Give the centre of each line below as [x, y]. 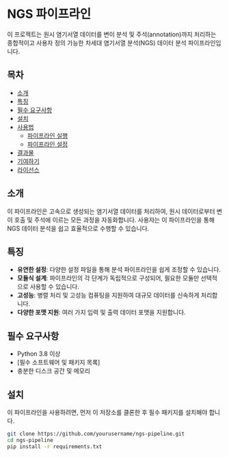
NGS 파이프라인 [49, 14]
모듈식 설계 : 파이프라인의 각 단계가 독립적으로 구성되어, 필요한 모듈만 [108, 278]
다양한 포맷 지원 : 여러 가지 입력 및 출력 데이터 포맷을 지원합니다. [101, 313]
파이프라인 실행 [48, 135]
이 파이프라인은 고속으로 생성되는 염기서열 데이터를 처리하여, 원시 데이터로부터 [111, 211]
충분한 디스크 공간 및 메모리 [54, 371]
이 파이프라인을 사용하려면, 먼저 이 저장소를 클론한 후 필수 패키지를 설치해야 [107, 412]
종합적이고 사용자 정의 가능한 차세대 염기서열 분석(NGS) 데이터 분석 [97, 42]
